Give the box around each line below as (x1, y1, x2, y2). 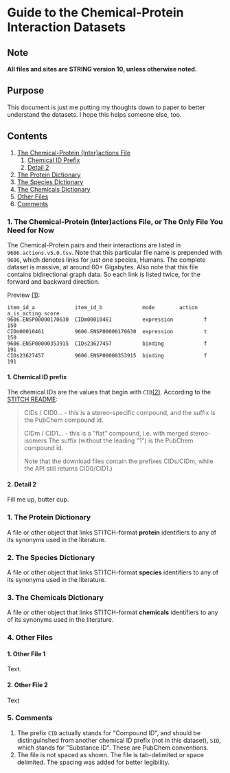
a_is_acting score (7, 310, 60, 317)
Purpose (7, 85, 45, 97)
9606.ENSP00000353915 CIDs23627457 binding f (7, 340, 207, 347)
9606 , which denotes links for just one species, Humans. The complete (7, 256, 206, 264)
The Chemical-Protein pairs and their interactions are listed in (7, 240, 181, 249)
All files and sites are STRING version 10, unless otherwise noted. (7, 65, 197, 73)
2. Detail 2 (7, 480, 36, 489)
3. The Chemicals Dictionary (7, 592, 104, 602)
